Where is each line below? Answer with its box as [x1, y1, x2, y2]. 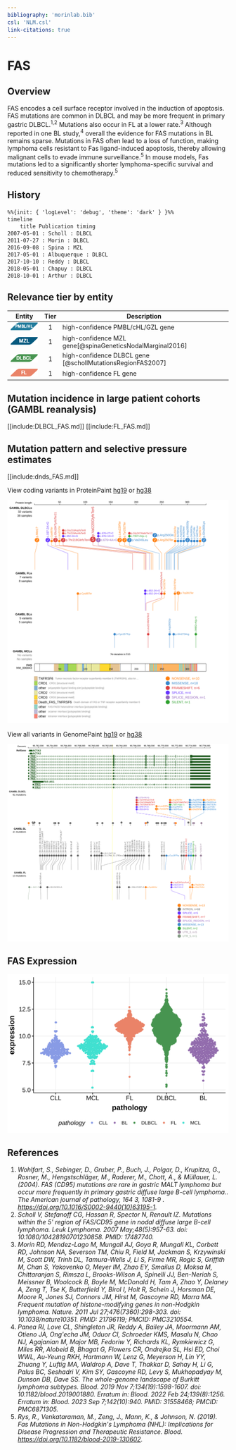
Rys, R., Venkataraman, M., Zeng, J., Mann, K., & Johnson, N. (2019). [17, 1412, 218, 1420]
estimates [7, 453, 52, 465]
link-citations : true [7, 26, 71, 33]
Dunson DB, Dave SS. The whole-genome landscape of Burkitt [17, 1375, 199, 1383]
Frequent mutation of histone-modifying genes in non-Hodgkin [17, 1300, 200, 1308]
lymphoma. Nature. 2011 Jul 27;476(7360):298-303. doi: [17, 1308, 181, 1316]
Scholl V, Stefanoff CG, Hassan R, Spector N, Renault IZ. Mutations [17, 1210, 212, 1219]
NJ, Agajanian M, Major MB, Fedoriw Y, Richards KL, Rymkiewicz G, [17, 1337, 216, 1346]
